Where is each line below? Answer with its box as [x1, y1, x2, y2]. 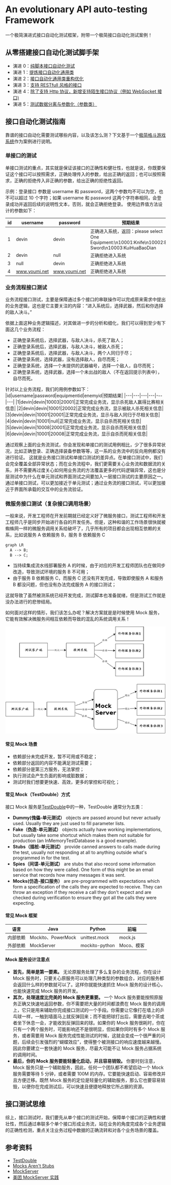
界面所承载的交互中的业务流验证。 [14, 486, 85, 492]
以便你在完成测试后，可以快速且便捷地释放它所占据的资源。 [21, 1084, 147, 1089]
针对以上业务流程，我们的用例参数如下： [5, 386, 90, 392]
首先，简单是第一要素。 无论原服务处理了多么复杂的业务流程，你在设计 [12, 969, 161, 975]
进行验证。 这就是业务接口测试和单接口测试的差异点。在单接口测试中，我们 [5, 455, 163, 461]
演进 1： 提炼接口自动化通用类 [12, 69, 74, 75]
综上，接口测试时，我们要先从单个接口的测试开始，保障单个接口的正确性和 [5, 1114, 161, 1120]
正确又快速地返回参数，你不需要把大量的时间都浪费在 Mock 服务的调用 [17, 1000, 165, 1007]
